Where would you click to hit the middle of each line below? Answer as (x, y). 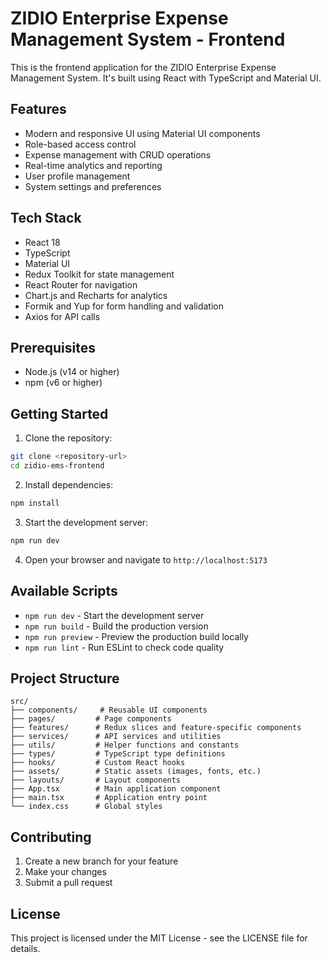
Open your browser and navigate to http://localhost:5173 (146, 559)
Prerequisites (53, 347)
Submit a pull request (68, 883)
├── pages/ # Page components (91, 719)
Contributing (51, 837)
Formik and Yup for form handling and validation (124, 306)
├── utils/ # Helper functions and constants (125, 745)
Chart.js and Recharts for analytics (96, 295)
